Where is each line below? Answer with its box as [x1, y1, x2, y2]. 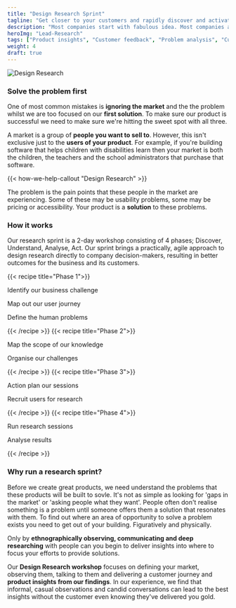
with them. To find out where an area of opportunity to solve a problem [7, 512, 212, 521]
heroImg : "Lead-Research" [7, 30, 83, 37]
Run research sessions [7, 422, 74, 431]
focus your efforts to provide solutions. [7, 549, 120, 557]
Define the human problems [7, 313, 88, 322]
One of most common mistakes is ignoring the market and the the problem [7, 103, 225, 111]
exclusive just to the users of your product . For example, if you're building [7, 138, 223, 147]
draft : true [7, 50, 42, 57]
